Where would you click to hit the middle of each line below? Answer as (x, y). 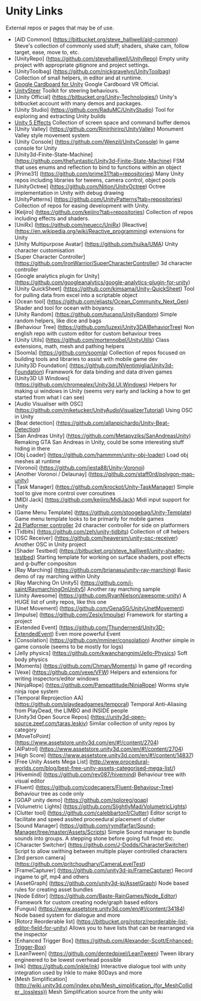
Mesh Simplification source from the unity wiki (106, 991)
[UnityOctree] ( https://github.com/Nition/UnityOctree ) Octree (90, 186)
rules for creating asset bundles (54, 889)
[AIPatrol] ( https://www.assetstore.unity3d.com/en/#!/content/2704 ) (99, 749)
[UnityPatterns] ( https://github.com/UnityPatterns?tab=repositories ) (98, 199)
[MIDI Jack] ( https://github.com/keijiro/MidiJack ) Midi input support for (102, 499)
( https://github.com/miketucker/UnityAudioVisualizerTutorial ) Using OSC (103, 410)
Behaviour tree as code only (49, 793)
